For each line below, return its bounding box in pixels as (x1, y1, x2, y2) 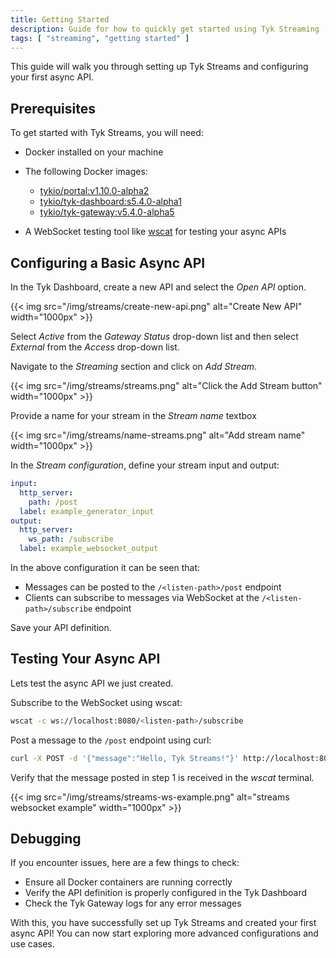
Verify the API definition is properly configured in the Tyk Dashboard (24, 887, 307, 899)
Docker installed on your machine (24, 146, 164, 158)
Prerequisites (10, 100, 96, 117)
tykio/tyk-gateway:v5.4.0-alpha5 (39, 206, 175, 218)
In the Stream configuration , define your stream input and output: (10, 459, 280, 471)
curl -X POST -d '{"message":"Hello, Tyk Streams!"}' (10, 753, 240, 763)
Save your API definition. (10, 622, 112, 633)
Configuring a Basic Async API (10, 254, 206, 271)
